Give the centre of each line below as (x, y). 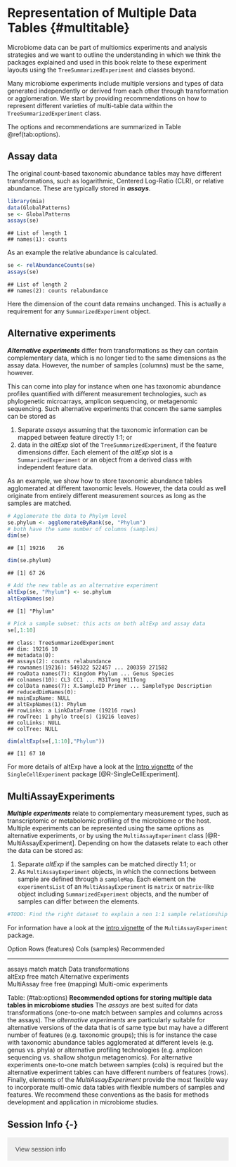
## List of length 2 (38, 285)
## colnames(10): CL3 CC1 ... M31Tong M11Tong (77, 679)
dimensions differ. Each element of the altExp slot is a (95, 452)
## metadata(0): (31, 655)
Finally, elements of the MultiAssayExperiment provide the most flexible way (118, 1080)
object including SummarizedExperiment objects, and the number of (113, 894)
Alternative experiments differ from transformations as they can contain (113, 350)
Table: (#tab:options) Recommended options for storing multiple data (110, 998)
